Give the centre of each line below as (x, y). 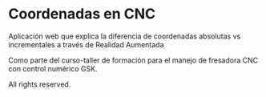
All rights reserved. (40, 84)
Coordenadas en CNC (82, 14)
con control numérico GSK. (53, 68)
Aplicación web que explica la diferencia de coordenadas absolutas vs (125, 36)
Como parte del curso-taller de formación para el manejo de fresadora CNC (133, 60)
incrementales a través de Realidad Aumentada (86, 44)
